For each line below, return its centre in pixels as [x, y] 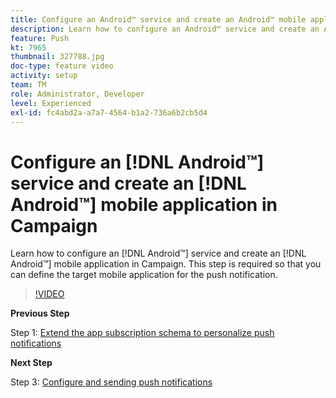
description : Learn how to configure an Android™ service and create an [165, 29]
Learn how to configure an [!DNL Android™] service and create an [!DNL [158, 253]
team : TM [28, 85]
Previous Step [40, 313]
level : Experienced [51, 103]
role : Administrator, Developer [77, 94]
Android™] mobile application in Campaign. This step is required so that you [166, 264]
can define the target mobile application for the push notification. [144, 275]
